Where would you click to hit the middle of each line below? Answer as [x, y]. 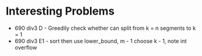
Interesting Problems [60, 11]
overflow [26, 47]
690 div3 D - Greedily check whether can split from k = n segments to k [105, 28]
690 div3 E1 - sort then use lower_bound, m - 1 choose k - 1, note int [101, 41]
